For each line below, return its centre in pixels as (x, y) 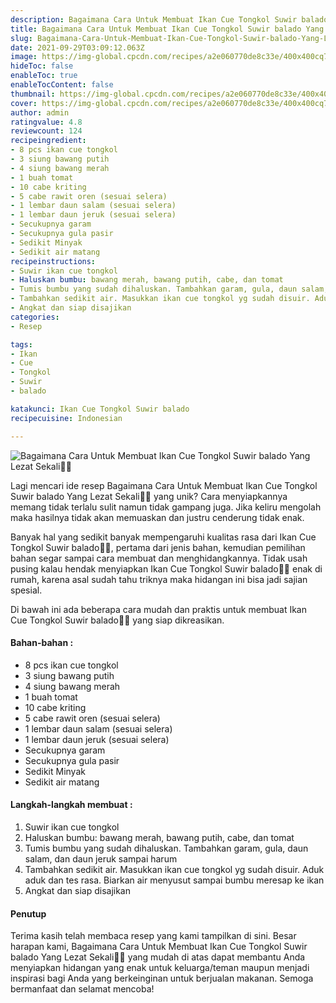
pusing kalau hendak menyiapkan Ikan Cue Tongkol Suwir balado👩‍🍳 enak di (166, 568)
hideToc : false (42, 66)
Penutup (28, 913)
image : (24, 57)
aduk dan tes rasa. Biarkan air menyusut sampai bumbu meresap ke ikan (174, 880)
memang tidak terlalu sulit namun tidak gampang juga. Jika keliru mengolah (166, 507)
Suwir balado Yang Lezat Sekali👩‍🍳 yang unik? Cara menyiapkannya (149, 496)
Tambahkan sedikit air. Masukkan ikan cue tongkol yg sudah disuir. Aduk (174, 869)
